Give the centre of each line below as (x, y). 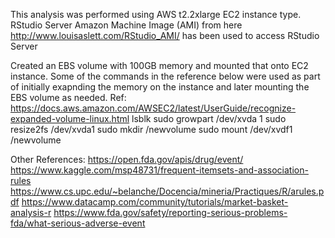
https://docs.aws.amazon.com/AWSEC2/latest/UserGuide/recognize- (153, 108)
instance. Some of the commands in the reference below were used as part (165, 76)
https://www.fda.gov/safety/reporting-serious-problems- (170, 212)
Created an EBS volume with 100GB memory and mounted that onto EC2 (159, 65)
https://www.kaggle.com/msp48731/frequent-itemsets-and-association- (159, 170)
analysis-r (31, 212)
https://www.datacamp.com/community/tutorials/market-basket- (155, 202)
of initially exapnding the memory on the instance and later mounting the (160, 87)
